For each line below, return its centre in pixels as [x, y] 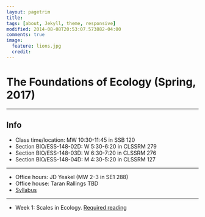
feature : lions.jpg [37, 46]
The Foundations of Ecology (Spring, [101, 82]
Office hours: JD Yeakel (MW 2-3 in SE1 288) [72, 177]
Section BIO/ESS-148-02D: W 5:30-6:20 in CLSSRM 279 [86, 146]
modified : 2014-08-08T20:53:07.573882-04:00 [64, 29]
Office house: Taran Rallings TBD [57, 183]
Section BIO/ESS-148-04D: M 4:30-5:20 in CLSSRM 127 [85, 159]
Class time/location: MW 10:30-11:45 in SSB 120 [75, 140]
